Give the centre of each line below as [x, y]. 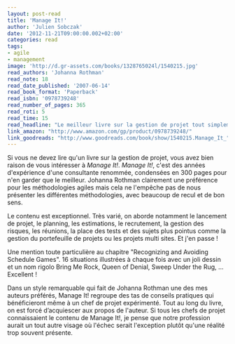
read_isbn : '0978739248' [43, 99]
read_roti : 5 [26, 112]
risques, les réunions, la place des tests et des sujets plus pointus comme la [116, 231]
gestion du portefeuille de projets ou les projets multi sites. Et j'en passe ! [113, 239]
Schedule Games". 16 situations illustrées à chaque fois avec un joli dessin [114, 260]
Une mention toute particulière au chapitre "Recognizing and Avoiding [108, 252]
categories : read [33, 40]
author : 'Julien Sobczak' [45, 27]
